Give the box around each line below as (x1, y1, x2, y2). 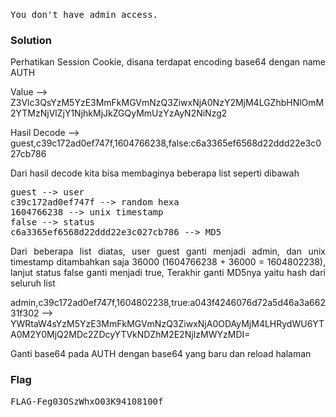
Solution (10, 34, 53, 48)
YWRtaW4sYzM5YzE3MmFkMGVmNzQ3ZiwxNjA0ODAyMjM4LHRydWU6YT (10, 318, 325, 330)
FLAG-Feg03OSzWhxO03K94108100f (10, 395, 164, 407)
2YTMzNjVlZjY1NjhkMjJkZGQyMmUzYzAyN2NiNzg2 (10, 107, 228, 119)
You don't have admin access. (10, 9, 159, 21)
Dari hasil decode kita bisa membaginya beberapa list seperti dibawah (10, 167, 300, 179)
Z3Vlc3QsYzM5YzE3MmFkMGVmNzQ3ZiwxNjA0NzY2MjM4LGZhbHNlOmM (10, 97, 325, 109)
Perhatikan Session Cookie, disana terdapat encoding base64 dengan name (10, 56, 326, 68)
